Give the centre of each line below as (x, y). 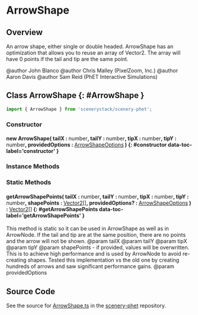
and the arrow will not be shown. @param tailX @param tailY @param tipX (97, 241)
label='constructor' (31, 151)
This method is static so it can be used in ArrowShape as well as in (87, 228)
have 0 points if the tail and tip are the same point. (67, 59)
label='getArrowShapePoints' (44, 215)
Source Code (31, 291)
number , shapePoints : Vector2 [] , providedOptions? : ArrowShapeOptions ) (99, 203)
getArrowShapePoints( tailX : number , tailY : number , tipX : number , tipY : (98, 196)
